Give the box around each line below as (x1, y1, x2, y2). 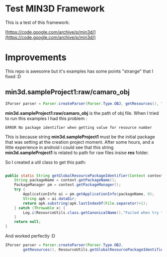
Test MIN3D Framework (5, 3, 105, 14)
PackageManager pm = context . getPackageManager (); (14, 182, 121, 187)
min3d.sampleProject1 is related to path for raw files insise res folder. (5, 150, 149, 156)
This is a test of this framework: (5, 19, 70, 25)
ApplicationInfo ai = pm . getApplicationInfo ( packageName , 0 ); (23, 192, 155, 197)
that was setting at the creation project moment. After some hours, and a (5, 139, 154, 145)
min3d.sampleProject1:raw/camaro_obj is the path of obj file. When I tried (5, 110, 159, 116)
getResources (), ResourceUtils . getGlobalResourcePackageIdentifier (23, 247, 166, 252)
